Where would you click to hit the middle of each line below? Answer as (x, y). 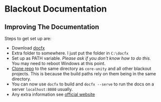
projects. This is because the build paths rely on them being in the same (84, 74)
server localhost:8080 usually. (42, 89)
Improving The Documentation (52, 27)
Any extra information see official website (53, 94)
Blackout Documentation (56, 9)
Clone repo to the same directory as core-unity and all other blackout (81, 68)
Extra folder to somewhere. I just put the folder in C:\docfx (70, 53)
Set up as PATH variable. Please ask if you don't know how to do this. (81, 58)
